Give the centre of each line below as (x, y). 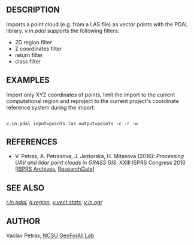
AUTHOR (23, 221)
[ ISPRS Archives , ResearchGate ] (54, 169)
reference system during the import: (51, 107)
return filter (29, 55)
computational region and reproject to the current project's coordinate (93, 101)
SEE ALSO (25, 188)
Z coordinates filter (38, 49)
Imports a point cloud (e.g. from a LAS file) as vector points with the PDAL (97, 24)
